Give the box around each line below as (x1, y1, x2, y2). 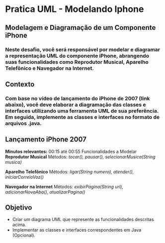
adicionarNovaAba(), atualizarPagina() (5, 189, 85, 195)
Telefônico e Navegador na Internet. (5, 65, 94, 72)
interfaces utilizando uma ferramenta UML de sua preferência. (5, 107, 159, 114)
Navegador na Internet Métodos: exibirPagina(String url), (5, 183, 123, 190)
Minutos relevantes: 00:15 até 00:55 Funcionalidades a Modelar (5, 148, 137, 154)
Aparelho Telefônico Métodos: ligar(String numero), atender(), (5, 168, 134, 175)
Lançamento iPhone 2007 (5, 135, 87, 144)
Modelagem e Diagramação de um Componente (5, 23, 156, 32)
